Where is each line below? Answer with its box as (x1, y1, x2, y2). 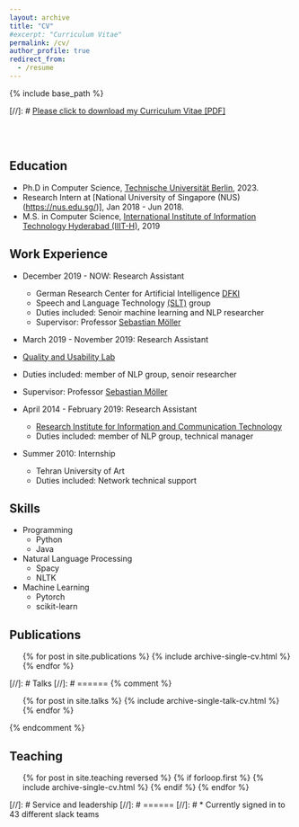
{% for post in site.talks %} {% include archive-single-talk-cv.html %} (22, 696, 280, 707)
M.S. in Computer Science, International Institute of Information (22, 210, 257, 221)
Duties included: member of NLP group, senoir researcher (22, 369, 237, 379)
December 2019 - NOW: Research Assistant (22, 271, 185, 281)
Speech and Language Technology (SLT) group (35, 298, 211, 308)
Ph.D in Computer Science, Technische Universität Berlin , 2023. (22, 182, 259, 193)
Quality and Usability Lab (22, 351, 116, 362)
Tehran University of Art (35, 465, 126, 476)
